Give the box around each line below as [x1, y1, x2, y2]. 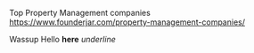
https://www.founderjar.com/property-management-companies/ [9, 17, 245, 27]
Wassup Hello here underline [9, 34, 116, 44]
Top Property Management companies [9, 8, 152, 18]
